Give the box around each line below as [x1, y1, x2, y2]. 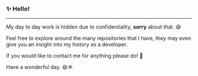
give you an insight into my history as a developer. [6, 41, 128, 48]
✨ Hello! [6, 5, 30, 13]
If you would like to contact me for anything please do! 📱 [6, 52, 143, 60]
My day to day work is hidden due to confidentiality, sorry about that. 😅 [6, 23, 181, 30]
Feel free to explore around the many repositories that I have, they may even [6, 34, 192, 42]
